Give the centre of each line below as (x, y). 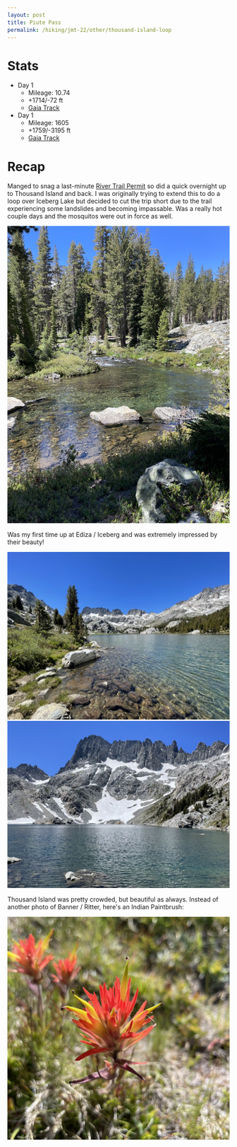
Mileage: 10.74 (49, 93)
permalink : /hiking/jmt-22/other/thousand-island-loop (90, 30)
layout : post (26, 15)
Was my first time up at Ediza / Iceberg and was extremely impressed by (113, 535)
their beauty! (26, 542)
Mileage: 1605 (48, 123)
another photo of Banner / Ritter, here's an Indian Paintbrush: (96, 906)
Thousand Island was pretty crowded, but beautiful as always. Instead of (113, 899)
